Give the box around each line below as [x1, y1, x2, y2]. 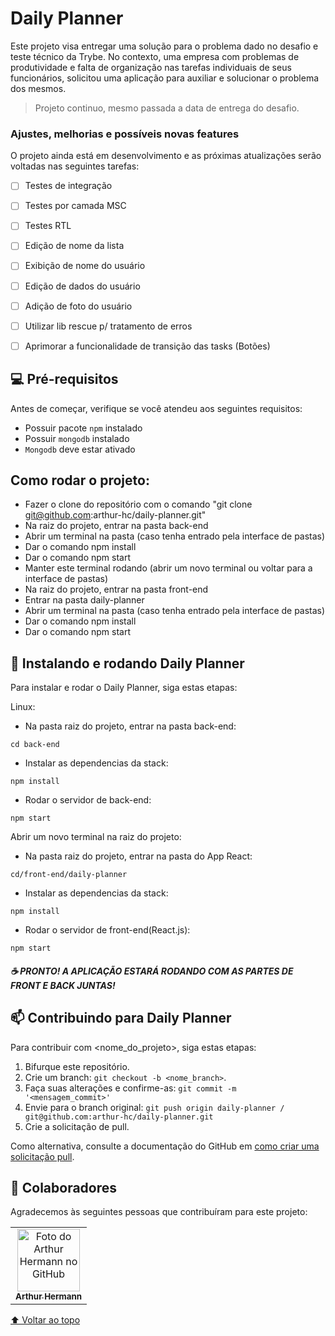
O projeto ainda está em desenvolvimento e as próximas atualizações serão [10, 150, 322, 162]
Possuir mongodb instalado [24, 432, 130, 444]
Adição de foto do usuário [24, 300, 133, 312]
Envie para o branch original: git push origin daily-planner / [24, 1101, 285, 1113]
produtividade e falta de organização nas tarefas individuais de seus [10, 61, 292, 73]
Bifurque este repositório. [24, 1060, 130, 1072]
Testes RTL [24, 220, 72, 232]
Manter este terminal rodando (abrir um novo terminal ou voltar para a [24, 562, 313, 574]
